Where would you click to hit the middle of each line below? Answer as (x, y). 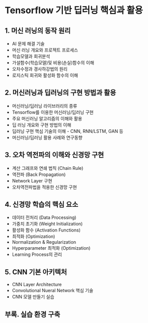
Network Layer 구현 (32, 180)
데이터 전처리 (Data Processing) (44, 217)
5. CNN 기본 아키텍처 (36, 272)
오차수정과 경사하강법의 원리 (40, 69)
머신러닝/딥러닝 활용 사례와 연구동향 (47, 137)
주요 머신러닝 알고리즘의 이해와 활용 (47, 118)
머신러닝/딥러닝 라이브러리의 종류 (45, 106)
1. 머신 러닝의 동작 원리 (38, 31)
